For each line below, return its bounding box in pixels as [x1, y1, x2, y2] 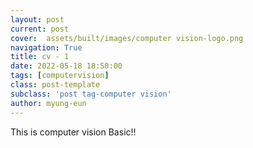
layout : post [10, 14, 65, 25]
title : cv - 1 [10, 52, 70, 62]
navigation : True [10, 42, 83, 53]
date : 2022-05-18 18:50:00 [10, 61, 123, 71]
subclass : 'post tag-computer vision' [10, 89, 172, 99]
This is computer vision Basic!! [10, 126, 137, 138]
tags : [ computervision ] [10, 71, 110, 81]
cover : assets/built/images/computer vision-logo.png [10, 33, 244, 43]
